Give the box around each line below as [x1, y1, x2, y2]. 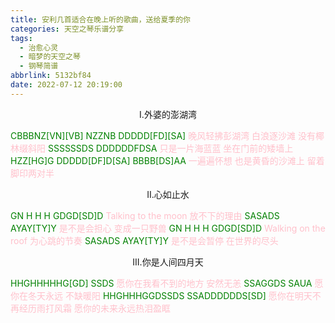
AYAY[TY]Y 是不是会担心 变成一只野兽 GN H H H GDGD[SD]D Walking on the [10, 222, 326, 234]
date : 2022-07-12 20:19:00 [10, 80, 123, 90]
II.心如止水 [146, 188, 190, 200]
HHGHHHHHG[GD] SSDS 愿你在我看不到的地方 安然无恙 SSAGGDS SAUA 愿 [10, 277, 324, 289]
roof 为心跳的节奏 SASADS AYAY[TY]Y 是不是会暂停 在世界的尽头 [10, 234, 279, 246]
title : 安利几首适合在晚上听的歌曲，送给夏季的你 [10, 14, 191, 25]
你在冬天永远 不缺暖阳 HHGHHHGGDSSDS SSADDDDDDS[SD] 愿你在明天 [10, 289, 313, 301]
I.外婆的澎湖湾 [139, 108, 197, 120]
